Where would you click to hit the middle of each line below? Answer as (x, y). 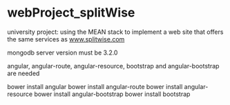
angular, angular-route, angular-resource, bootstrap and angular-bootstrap (113, 66)
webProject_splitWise (71, 13)
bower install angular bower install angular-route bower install (95, 86)
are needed (23, 73)
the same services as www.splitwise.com (66, 39)
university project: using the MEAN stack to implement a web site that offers (115, 32)
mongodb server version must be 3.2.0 (63, 52)
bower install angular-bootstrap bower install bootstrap (112, 94)
